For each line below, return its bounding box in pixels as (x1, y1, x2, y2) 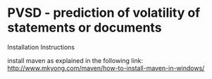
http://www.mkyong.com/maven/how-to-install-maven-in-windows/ (7, 64, 205, 72)
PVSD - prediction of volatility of (7, 5, 201, 21)
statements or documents (7, 20, 162, 36)
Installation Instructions (7, 43, 75, 51)
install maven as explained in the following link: (7, 56, 144, 64)
